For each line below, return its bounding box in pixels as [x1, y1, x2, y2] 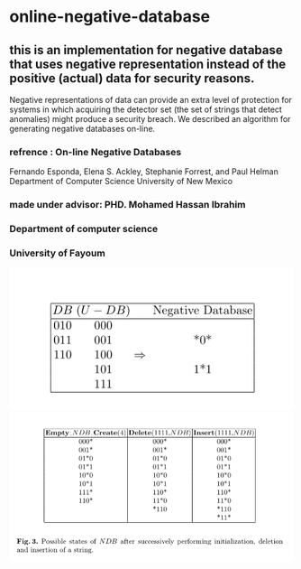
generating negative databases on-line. [9, 124, 156, 134]
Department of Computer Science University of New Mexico [9, 176, 233, 187]
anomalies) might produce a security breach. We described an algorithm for [9, 114, 291, 124]
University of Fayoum [9, 247, 105, 259]
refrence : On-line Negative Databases [9, 145, 182, 158]
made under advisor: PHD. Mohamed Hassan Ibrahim [9, 199, 246, 211]
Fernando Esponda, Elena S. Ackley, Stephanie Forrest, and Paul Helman [9, 166, 279, 177]
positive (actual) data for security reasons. [9, 70, 255, 86]
